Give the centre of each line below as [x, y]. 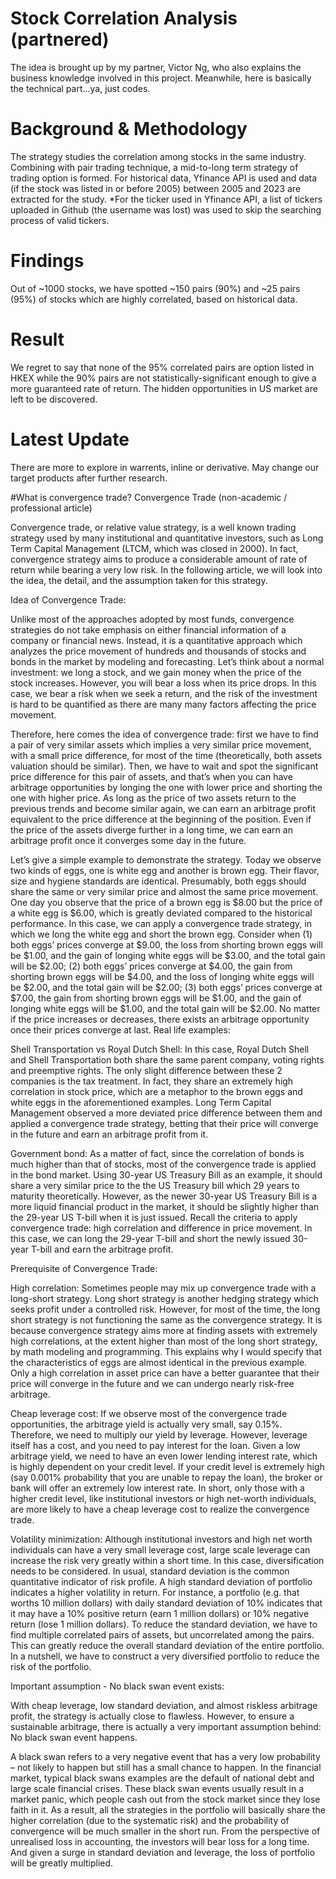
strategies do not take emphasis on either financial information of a [148, 629]
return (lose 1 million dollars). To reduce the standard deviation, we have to [164, 1624]
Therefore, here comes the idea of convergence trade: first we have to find [164, 734]
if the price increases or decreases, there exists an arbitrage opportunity [160, 1019]
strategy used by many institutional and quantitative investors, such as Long [167, 538]
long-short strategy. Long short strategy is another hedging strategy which [164, 1298]
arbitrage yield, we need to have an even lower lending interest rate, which [164, 1456]
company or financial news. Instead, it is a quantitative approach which [156, 640]
